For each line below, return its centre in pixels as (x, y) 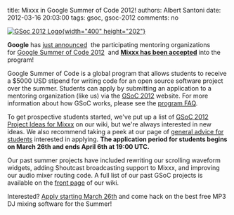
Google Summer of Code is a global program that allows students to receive (117, 73)
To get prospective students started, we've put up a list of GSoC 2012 (108, 117)
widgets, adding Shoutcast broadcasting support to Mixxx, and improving (113, 168)
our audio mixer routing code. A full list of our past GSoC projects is (105, 175)
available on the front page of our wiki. (63, 183)
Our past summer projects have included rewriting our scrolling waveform (114, 160)
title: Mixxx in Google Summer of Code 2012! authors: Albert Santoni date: (114, 10)
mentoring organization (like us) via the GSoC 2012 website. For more (108, 96)
